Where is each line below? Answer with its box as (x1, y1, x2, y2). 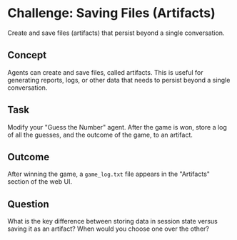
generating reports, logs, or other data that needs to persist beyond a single (7, 75, 231, 84)
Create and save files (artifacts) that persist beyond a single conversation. (7, 28, 225, 37)
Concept (7, 49, 47, 61)
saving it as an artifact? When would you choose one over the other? (7, 224, 209, 233)
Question (7, 198, 49, 210)
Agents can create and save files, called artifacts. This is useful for (7, 68, 203, 76)
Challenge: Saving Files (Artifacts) (7, 5, 216, 21)
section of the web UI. (7, 177, 73, 186)
